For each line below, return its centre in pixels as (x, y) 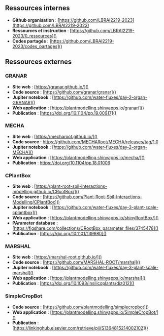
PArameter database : (35, 223)
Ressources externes (38, 62)
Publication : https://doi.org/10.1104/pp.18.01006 (61, 163)
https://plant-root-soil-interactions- (71, 186)
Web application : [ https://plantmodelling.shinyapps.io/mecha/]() (78, 157)
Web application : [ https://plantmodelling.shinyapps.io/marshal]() (79, 278)
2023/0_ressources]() (34, 36)
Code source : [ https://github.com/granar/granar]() (64, 92)
